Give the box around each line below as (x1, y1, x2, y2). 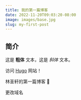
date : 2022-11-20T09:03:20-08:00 (5, 12, 76, 17)
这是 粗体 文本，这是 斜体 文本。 (5, 57, 73, 63)
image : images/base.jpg (5, 17, 56, 22)
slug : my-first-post (5, 22, 49, 27)
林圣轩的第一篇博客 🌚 (5, 78, 50, 85)
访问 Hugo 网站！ (5, 68, 42, 74)
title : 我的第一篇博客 (5, 7, 48, 13)
